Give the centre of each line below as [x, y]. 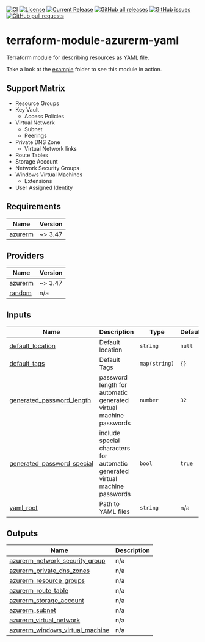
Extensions [38, 181]
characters [115, 449]
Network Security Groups [47, 168]
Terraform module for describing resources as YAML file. [78, 57]
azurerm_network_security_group [57, 561]
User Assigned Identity [44, 187]
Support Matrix [36, 88]
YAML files [114, 511]
